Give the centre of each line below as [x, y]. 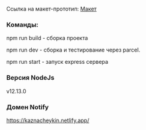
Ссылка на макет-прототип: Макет [52, 9]
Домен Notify [27, 107]
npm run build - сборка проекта [47, 38]
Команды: [22, 25]
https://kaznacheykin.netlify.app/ [48, 120]
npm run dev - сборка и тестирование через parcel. [73, 50]
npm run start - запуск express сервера [57, 62]
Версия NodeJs [31, 78]
